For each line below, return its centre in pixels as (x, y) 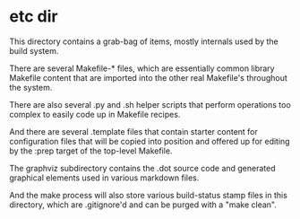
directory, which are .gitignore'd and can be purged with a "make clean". (143, 205)
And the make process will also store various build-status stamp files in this (149, 195)
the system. (31, 87)
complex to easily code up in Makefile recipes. (95, 114)
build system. (34, 50)
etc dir (34, 17)
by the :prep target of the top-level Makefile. (91, 151)
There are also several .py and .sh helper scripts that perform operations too (150, 104)
